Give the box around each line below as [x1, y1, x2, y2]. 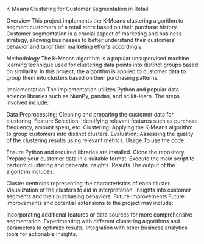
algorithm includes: [6, 168, 55, 175]
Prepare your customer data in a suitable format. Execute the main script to [6, 155, 195, 162]
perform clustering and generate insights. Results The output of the [6, 162, 175, 168]
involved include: [6, 99, 49, 106]
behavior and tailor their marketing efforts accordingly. [6, 43, 143, 50]
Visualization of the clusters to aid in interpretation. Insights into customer [6, 186, 192, 193]
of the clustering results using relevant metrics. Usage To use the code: [6, 137, 186, 144]
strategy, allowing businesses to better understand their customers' [6, 37, 176, 43]
